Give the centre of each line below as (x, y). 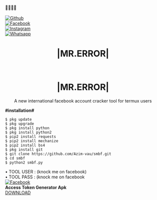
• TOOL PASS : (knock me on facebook (45, 177)
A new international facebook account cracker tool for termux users (83, 100)
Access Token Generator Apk (36, 187)
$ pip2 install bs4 (25, 145)
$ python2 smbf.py (24, 163)
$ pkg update (19, 119)
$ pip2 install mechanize (32, 141)
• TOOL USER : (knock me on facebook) (46, 171)
